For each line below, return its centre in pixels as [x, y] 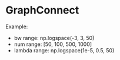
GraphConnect [42, 10]
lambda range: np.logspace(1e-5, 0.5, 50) [64, 50]
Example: [17, 26]
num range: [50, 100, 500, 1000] [53, 44]
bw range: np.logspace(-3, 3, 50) [54, 38]
